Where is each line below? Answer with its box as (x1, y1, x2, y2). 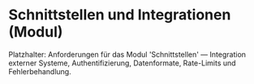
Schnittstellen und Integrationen (8, 6, 231, 24)
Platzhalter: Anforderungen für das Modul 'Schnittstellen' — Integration (8, 49, 246, 59)
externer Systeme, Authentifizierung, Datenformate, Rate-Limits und (8, 58, 237, 68)
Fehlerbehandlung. (8, 66, 71, 76)
